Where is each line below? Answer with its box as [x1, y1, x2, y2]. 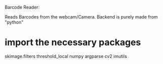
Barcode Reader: [5, 4, 40, 10]
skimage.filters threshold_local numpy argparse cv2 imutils [5, 53, 127, 59]
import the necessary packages [5, 37, 141, 48]
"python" [5, 19, 24, 25]
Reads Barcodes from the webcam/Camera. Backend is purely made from [5, 14, 158, 19]
